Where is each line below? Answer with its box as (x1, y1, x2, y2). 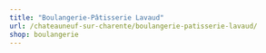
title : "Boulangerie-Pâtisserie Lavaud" (9, 13, 165, 22)
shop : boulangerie (9, 30, 79, 39)
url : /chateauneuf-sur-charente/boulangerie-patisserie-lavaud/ (9, 22, 258, 31)
